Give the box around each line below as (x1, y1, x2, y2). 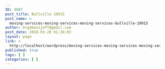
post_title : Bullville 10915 (5, 12, 65, 17)
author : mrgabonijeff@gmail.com (5, 25, 71, 30)
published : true (5, 48, 38, 52)
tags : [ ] (5, 52, 26, 57)
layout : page (5, 34, 32, 39)
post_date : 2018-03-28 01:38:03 (5, 30, 71, 34)
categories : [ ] (5, 57, 38, 62)
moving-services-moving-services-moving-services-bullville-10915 (9, 20, 148, 26)
